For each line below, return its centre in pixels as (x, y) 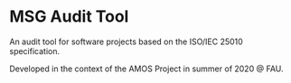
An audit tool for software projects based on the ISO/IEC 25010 (127, 41)
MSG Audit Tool (69, 17)
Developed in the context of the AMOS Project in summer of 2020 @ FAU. (146, 69)
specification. (35, 51)
